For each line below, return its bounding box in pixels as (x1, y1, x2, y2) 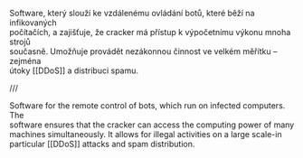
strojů (9, 36, 32, 47)
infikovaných (9, 17, 57, 28)
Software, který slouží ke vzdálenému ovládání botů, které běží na (9, 8, 255, 18)
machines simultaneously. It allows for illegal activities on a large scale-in (9, 129, 282, 139)
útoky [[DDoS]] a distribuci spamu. (9, 65, 138, 76)
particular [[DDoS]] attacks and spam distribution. (9, 139, 195, 149)
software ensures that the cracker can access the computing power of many (9, 119, 295, 130)
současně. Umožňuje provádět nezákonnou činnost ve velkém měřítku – (9, 46, 278, 57)
